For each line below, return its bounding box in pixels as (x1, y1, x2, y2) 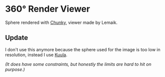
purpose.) (5, 66, 25, 72)
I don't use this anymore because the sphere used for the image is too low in (5, 46, 161, 52)
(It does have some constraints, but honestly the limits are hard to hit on (5, 61, 152, 67)
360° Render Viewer (5, 3, 90, 15)
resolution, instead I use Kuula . (5, 52, 67, 58)
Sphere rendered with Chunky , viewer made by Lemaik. (5, 19, 118, 25)
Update (5, 34, 29, 42)
